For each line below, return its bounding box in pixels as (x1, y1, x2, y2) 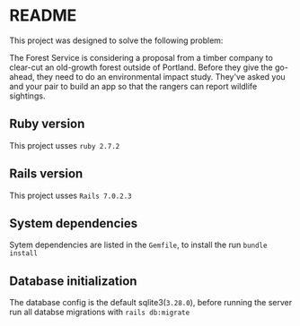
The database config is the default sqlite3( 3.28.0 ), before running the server (9, 297, 293, 308)
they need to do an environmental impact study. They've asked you (36, 71, 286, 81)
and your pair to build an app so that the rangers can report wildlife (9, 81, 258, 91)
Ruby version (9, 116, 85, 132)
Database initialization (9, 273, 137, 288)
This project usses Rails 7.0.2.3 (9, 190, 132, 201)
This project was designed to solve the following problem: (9, 35, 224, 46)
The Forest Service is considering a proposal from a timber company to (9, 52, 274, 63)
